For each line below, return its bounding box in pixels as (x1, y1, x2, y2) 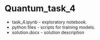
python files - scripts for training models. (11, 24, 96, 30)
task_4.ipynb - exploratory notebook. (11, 19, 87, 25)
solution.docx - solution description (11, 29, 85, 35)
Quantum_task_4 (4, 3, 76, 14)
